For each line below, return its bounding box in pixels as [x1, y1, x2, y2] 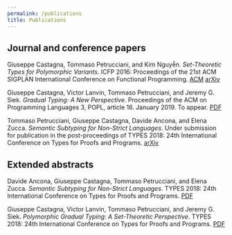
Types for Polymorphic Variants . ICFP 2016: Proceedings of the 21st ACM [7, 68, 217, 76]
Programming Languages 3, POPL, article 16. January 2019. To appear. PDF [7, 103, 222, 111]
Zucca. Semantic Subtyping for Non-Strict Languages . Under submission [7, 124, 217, 132]
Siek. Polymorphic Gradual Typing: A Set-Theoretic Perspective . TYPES [7, 212, 212, 221]
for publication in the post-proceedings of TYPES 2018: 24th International [7, 131, 217, 140]
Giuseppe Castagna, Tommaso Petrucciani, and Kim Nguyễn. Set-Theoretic [7, 60, 222, 69]
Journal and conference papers [7, 42, 147, 54]
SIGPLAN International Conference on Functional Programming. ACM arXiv [7, 75, 220, 84]
